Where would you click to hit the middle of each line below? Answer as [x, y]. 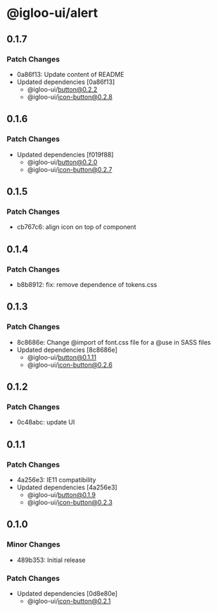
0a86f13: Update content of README [70, 74]
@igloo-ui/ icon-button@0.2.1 [69, 601]
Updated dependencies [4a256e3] [67, 487]
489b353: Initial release [51, 560]
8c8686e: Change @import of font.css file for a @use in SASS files [114, 342]
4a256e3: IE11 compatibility [56, 480]
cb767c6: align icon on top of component [76, 227]
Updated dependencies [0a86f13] [66, 82]
